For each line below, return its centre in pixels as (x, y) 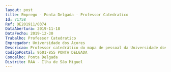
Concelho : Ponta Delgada (32, 57)
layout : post (19, 10)
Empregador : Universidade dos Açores (45, 43)
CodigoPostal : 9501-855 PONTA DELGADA (46, 52)
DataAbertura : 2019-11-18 (33, 29)
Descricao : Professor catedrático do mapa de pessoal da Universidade (82, 48)
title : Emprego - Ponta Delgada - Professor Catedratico (67, 15)
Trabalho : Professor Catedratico (41, 39)
